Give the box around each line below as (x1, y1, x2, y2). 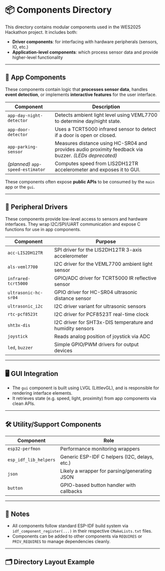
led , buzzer (7, 344, 33, 351)
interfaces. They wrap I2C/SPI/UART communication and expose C (5, 221, 141, 227)
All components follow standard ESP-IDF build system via (12, 523, 129, 529)
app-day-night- (7, 113, 43, 118)
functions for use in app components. (5, 226, 81, 232)
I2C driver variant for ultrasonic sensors (54, 303, 146, 310)
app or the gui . (5, 184, 35, 190)
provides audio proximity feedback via (55, 146, 143, 153)
